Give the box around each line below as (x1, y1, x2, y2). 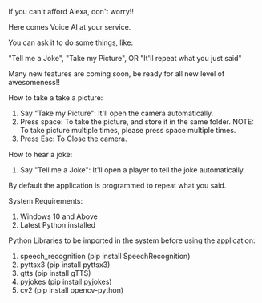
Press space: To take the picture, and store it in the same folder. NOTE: (19, 117, 255, 127)
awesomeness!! (8, 78, 60, 87)
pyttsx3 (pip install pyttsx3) (19, 260, 111, 269)
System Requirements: (8, 196, 83, 205)
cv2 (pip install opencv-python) (19, 285, 124, 295)
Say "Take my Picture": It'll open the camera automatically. (19, 108, 214, 118)
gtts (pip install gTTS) (19, 269, 91, 277)
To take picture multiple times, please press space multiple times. (19, 126, 236, 135)
